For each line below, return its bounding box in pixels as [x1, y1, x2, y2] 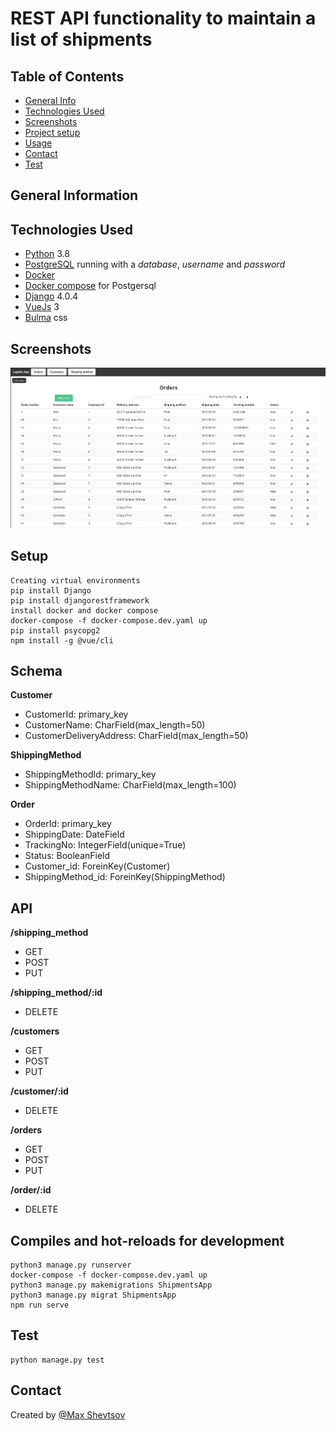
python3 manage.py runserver [10, 1260, 132, 1270]
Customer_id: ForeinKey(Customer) [24, 860, 171, 872]
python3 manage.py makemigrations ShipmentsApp [10, 1280, 213, 1290]
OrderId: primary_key [24, 818, 112, 830]
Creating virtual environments [10, 575, 141, 586]
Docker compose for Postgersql [24, 280, 157, 292]
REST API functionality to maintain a [10, 7, 317, 30]
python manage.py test [10, 1355, 105, 1365]
